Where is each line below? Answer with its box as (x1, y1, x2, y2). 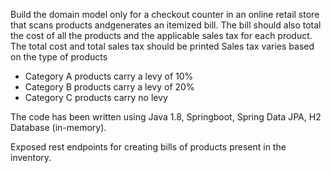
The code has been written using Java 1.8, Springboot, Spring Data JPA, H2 (10, 111, 322, 123)
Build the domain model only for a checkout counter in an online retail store (10, 9, 320, 20)
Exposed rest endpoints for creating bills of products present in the (10, 141, 287, 153)
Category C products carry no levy (24, 92, 168, 103)
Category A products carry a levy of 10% (24, 70, 194, 82)
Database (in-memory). (10, 122, 107, 133)
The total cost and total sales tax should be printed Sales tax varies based (10, 40, 315, 52)
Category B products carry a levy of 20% (24, 81, 195, 93)
